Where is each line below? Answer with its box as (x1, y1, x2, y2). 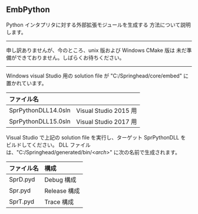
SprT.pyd (9, 197, 34, 206)
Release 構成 (44, 186, 80, 194)
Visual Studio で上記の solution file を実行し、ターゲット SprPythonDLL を (6, 134, 186, 141)
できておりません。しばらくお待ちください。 (16, 54, 125, 61)
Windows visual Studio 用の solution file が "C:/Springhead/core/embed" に (6, 72, 189, 79)
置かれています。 (6, 79, 47, 86)
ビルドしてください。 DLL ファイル (6, 141, 91, 148)
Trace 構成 (44, 197, 74, 206)
